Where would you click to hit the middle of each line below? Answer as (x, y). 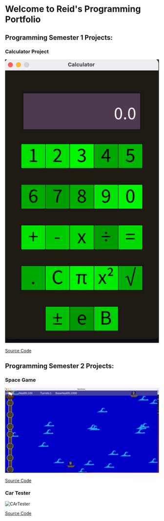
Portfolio (23, 19)
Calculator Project (27, 51)
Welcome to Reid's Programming (73, 9)
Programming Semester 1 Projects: (59, 37)
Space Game (20, 380)
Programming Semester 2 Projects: (60, 366)
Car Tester (18, 493)
